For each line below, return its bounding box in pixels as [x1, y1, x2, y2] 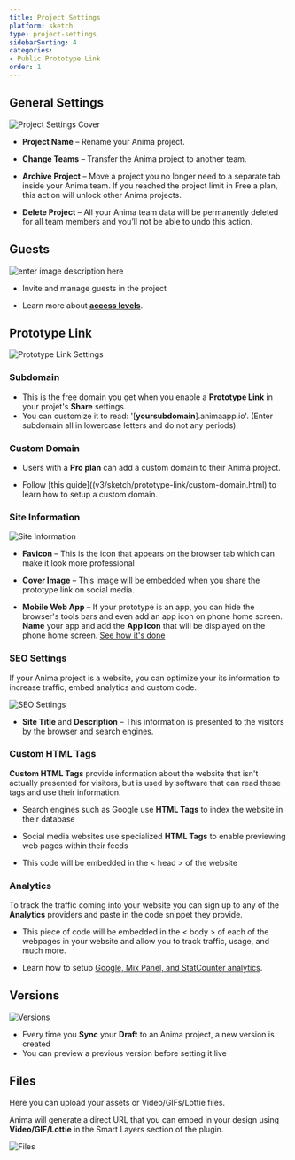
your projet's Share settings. [21, 401, 127, 411]
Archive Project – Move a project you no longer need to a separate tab [21, 171, 281, 181]
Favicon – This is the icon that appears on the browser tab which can [21, 548, 276, 560]
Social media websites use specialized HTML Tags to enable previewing [21, 830, 286, 841]
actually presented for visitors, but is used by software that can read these [9, 777, 281, 788]
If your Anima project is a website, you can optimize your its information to [9, 672, 281, 683]
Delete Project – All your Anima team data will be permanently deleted [21, 206, 279, 218]
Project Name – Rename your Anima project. [21, 136, 185, 147]
